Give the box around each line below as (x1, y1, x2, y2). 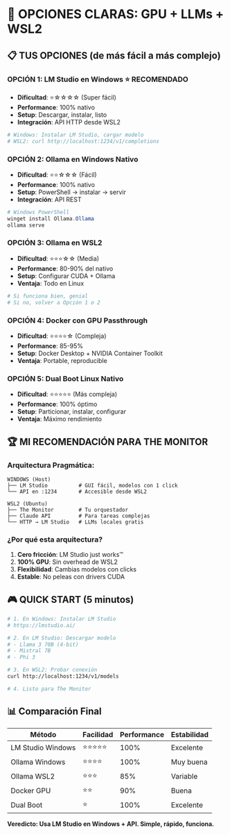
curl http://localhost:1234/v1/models (7, 673, 119, 680)
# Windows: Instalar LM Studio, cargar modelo (7, 131, 144, 138)
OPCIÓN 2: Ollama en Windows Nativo (7, 154, 139, 164)
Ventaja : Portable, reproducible (17, 356, 107, 364)
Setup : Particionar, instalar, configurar (17, 407, 127, 416)
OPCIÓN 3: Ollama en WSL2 (7, 238, 103, 248)
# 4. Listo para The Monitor (7, 685, 91, 692)
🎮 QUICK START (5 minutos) (7, 594, 134, 606)
